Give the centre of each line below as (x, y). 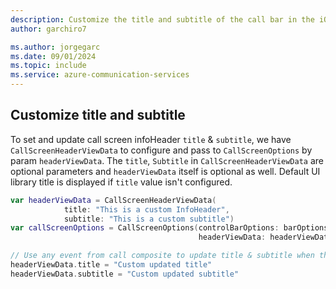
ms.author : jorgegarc (55, 47)
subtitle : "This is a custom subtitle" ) (149, 219)
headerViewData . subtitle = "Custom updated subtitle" (125, 274)
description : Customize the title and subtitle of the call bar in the (162, 19)
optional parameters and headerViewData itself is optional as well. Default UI (165, 171)
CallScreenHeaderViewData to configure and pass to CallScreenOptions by (161, 150)
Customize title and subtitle (98, 115)
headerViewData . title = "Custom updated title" (111, 265)
